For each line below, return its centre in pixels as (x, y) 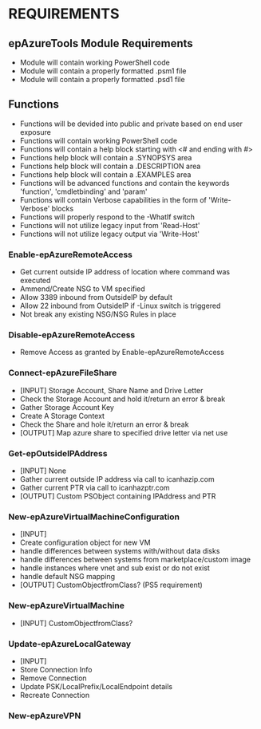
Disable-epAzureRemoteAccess (72, 335)
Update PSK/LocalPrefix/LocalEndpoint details (96, 686)
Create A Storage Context (62, 416)
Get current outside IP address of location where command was (125, 272)
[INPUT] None (43, 471)
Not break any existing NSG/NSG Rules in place (98, 314)
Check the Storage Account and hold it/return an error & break (123, 399)
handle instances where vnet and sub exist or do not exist (115, 568)
